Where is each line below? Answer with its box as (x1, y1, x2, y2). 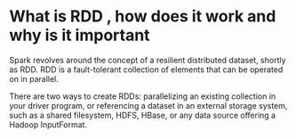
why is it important (9, 25, 150, 45)
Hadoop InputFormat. (9, 119, 87, 130)
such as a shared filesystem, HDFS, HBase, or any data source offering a (9, 110, 276, 120)
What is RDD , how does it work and (9, 6, 276, 27)
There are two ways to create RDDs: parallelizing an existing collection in (9, 91, 276, 102)
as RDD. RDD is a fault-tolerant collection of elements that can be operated (9, 64, 284, 75)
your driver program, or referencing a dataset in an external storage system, (9, 100, 288, 110)
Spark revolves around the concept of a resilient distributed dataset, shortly (9, 54, 286, 65)
